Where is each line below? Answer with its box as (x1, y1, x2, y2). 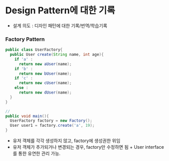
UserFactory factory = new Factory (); (10, 118, 93, 123)
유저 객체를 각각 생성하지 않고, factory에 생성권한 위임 (12, 137, 121, 144)
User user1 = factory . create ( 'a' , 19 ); (10, 123, 95, 128)
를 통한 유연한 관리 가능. (12, 150, 61, 156)
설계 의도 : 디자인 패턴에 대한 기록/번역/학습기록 (12, 22, 108, 29)
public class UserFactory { (5, 47, 63, 53)
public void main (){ (5, 113, 50, 119)
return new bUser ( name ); (18, 71, 72, 76)
